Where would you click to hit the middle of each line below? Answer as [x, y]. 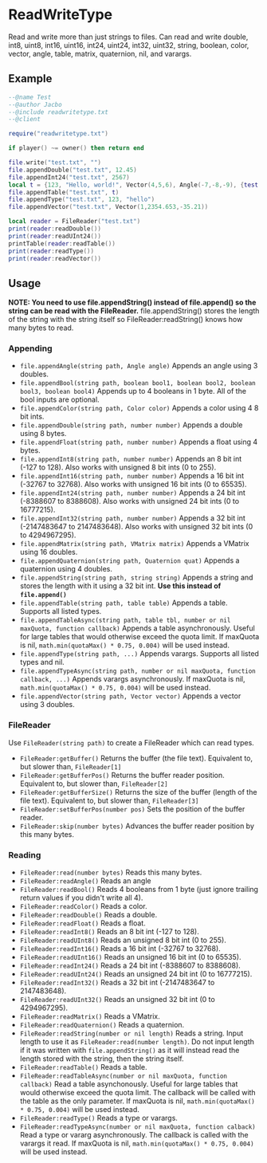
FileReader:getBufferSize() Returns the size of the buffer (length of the [138, 792]
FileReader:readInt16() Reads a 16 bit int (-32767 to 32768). [120, 949]
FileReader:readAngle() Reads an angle [85, 881]
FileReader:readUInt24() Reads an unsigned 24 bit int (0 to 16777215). [136, 974]
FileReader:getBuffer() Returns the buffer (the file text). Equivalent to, [136, 758]
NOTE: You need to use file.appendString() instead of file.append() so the [132, 303]
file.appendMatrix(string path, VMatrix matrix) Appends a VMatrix [134, 544]
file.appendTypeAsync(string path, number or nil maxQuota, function [138, 671]
